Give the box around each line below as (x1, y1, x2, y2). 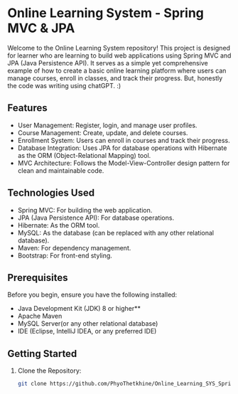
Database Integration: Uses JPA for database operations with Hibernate (17, 144, 227, 152)
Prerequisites (7, 272, 68, 284)
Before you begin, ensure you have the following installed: (7, 290, 178, 299)
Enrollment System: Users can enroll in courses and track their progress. (17, 136, 230, 144)
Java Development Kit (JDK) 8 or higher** (17, 304, 141, 313)
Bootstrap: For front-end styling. (17, 251, 112, 260)
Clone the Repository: (17, 366, 82, 375)
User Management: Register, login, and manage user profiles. (17, 121, 198, 129)
